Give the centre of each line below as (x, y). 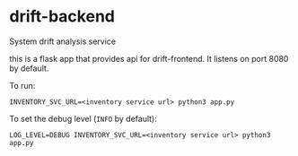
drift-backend (62, 17)
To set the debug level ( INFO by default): (83, 118)
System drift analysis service (63, 41)
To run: (22, 85)
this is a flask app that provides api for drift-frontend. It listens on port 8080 (149, 58)
